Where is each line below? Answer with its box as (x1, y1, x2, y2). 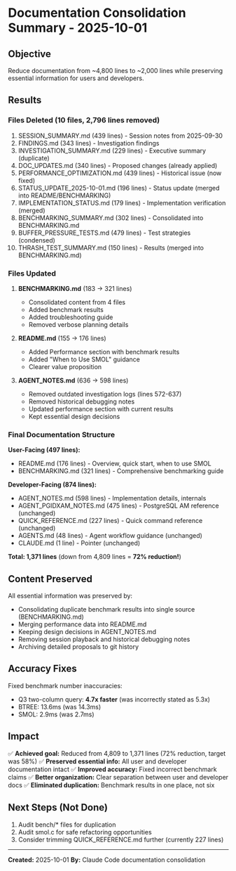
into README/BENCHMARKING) (18, 191, 111, 200)
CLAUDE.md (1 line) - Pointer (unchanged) (18, 539, 141, 548)
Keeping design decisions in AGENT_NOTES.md (18, 628, 157, 636)
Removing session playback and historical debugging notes (18, 635, 190, 644)
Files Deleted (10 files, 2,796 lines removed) (8, 115, 160, 125)
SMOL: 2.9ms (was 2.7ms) (18, 710, 95, 718)
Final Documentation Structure (8, 430, 115, 439)
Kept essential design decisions (28, 412, 120, 420)
